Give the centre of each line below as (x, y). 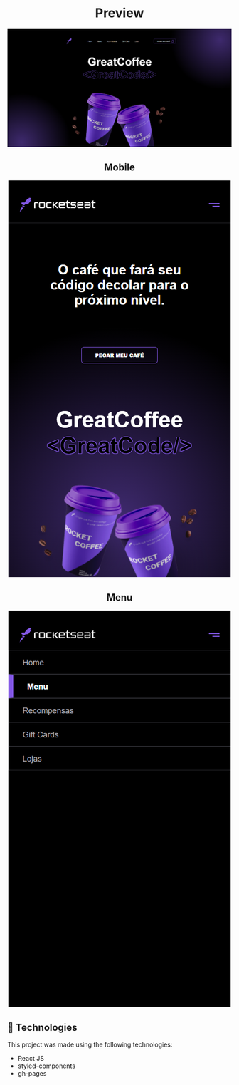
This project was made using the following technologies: (90, 1044)
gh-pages (32, 1073)
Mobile (119, 167)
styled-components (47, 1066)
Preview (119, 13)
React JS (31, 1058)
